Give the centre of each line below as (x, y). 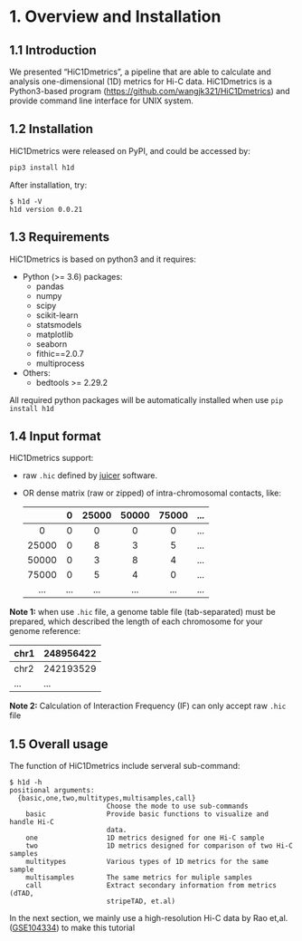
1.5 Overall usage (59, 744)
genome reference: (45, 631)
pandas (50, 286)
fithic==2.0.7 (60, 353)
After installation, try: (48, 185)
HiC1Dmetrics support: (52, 458)
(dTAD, (22, 894)
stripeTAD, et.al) (141, 902)
